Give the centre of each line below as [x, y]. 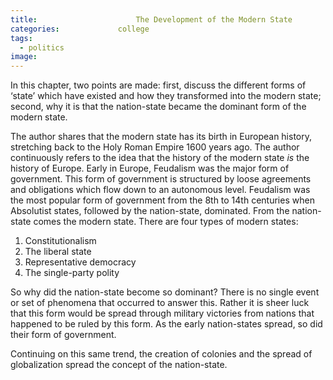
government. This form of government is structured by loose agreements [161, 179]
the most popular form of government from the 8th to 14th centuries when [162, 200]
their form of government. [63, 335]
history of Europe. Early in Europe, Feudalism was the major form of [150, 168]
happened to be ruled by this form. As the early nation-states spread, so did [166, 324]
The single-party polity [72, 273]
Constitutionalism [60, 241]
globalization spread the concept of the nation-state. [119, 365]
